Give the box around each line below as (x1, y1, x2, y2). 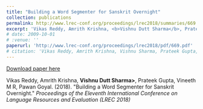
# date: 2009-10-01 (6, 31, 56, 38)
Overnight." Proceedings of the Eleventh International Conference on (6, 89, 178, 97)
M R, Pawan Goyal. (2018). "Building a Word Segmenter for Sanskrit (6, 83, 174, 90)
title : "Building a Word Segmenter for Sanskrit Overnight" (6, 8, 161, 15)
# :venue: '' (6, 37, 39, 43)
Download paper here (6, 65, 60, 72)
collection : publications (6, 15, 71, 21)
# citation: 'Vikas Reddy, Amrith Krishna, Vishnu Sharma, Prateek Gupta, (6, 48, 199, 54)
